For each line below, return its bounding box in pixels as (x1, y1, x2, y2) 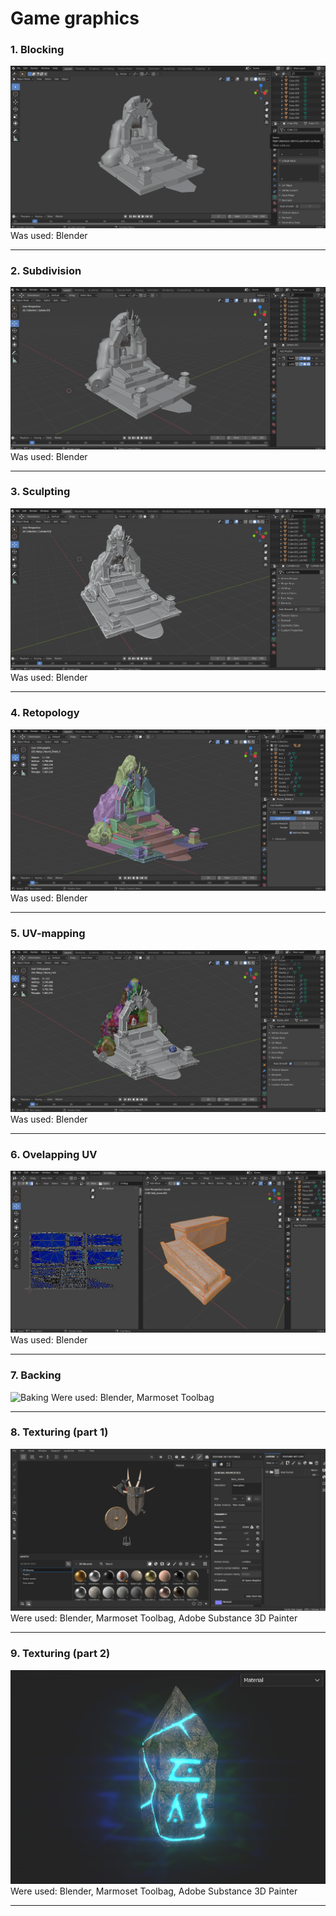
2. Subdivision (10, 263, 82, 277)
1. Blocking (10, 43, 65, 57)
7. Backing (10, 1368, 62, 1382)
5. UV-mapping (10, 927, 86, 941)
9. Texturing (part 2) (10, 1647, 111, 1661)
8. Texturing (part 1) (10, 1425, 109, 1439)
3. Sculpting (10, 485, 71, 499)
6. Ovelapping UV (10, 1147, 98, 1161)
